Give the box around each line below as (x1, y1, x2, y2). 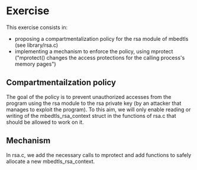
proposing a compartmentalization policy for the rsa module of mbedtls (14, 35, 189, 42)
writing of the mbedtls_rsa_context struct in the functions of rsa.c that (6, 112, 176, 119)
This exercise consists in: (6, 24, 68, 31)
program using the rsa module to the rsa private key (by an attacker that (6, 100, 182, 107)
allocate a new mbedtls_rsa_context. (6, 158, 95, 165)
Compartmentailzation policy (6, 78, 117, 88)
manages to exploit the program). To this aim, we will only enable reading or (6, 105, 191, 113)
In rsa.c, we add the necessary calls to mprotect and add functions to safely (6, 151, 192, 158)
